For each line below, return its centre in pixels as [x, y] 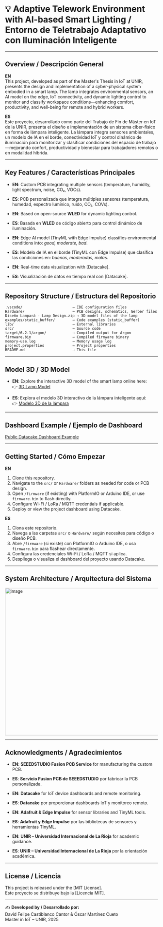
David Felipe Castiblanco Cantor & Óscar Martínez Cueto [62, 914]
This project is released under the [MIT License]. [54, 888]
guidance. [22, 842]
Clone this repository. [33, 478]
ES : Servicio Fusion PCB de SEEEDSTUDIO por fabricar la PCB [75, 779]
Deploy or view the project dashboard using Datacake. [66, 509]
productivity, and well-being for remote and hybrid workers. [65, 107]
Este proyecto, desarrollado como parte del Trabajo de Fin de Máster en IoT [81, 122]
